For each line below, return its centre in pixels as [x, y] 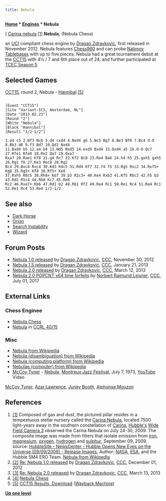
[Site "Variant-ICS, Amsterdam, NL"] [44, 110]
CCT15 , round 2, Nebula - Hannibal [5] [44, 92]
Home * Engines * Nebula [32, 24]
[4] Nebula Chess [30, 478]
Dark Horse [24, 216]
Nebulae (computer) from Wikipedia [49, 367]
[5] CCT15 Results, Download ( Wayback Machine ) [63, 483]
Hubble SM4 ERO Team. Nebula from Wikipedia [61, 457]
